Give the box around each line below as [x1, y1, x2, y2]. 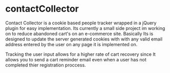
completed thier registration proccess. [5, 62, 86, 68]
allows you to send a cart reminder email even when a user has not [5, 56, 147, 62]
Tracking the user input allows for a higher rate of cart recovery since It [5, 51, 156, 57]
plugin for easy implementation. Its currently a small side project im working [5, 25, 165, 31]
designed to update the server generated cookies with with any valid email [5, 36, 163, 42]
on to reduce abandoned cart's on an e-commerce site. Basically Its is [5, 30, 154, 36]
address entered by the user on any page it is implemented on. [5, 41, 138, 47]
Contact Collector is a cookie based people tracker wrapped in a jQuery [5, 20, 157, 26]
